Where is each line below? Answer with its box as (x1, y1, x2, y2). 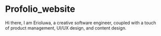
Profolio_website (5, 3, 75, 15)
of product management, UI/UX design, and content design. (5, 25, 127, 31)
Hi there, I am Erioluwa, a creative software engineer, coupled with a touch (5, 20, 157, 26)
